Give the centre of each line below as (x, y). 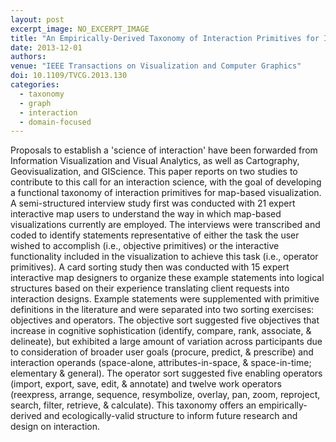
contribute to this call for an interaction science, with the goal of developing (166, 182)
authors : (28, 57)
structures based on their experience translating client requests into (150, 288)
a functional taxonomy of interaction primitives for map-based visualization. (166, 193)
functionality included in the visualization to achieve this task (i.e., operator (164, 257)
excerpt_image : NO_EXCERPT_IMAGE (80, 29)
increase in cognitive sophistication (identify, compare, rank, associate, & (161, 331)
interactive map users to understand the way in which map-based (146, 214)
